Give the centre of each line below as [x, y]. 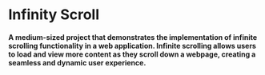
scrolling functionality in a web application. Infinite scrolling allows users [132, 45]
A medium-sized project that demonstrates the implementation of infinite [133, 37]
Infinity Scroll [54, 15]
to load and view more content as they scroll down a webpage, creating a [132, 54]
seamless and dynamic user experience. [77, 62]
